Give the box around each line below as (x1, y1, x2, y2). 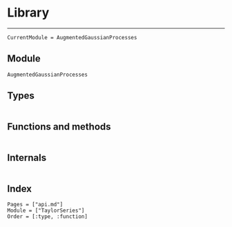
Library (7, 5, 50, 21)
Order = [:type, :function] (7, 213, 88, 220)
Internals (7, 152, 47, 164)
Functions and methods (7, 121, 112, 132)
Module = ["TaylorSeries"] (7, 207, 85, 214)
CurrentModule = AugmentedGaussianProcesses (7, 34, 137, 41)
